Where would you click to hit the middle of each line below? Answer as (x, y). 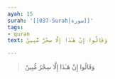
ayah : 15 (20, 14)
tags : (15, 27)
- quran (19, 34)
